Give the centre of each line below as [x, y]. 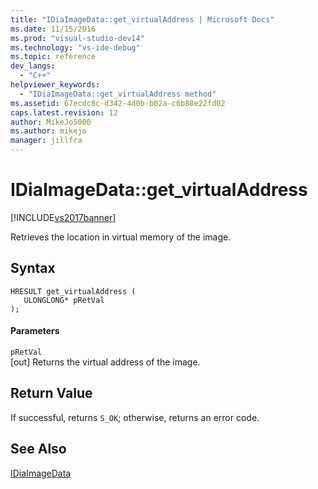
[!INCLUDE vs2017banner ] [63, 217]
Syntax [33, 268]
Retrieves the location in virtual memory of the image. [121, 237]
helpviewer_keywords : [55, 85]
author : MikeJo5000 [51, 122]
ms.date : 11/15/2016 [53, 29]
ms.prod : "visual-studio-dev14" [77, 38]
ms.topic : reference [53, 57]
